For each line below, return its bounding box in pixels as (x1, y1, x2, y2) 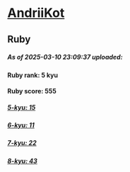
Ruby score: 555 (7, 87, 57, 96)
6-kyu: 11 (7, 121, 35, 130)
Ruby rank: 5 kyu (7, 71, 59, 79)
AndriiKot (7, 5, 65, 21)
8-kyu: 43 (7, 156, 37, 165)
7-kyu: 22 (7, 139, 37, 147)
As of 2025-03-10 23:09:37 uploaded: (7, 53, 123, 62)
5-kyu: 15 (7, 103, 36, 111)
